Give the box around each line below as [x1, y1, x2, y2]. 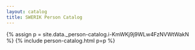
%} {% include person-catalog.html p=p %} [6, 37, 116, 44]
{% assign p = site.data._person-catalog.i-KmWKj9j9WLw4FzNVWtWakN [6, 30, 190, 37]
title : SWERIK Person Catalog [6, 14, 83, 20]
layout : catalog [6, 8, 47, 15]
